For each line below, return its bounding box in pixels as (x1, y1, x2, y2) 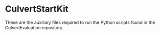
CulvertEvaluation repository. (5, 24, 64, 30)
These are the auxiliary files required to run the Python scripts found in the (5, 19, 155, 25)
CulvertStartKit (5, 3, 69, 15)
